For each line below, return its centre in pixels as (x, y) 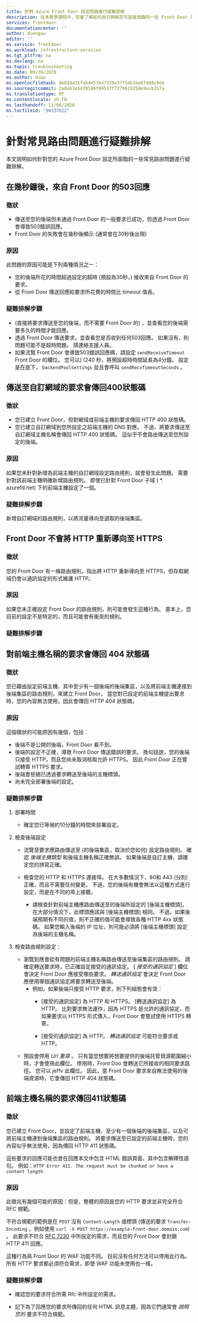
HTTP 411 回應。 (26, 1244)
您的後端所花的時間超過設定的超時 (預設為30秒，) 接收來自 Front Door (98, 277)
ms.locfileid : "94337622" (38, 110)
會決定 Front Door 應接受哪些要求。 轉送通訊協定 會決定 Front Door (105, 974)
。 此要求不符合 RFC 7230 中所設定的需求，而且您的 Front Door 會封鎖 (92, 1236)
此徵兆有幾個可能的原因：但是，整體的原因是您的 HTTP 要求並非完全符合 (95, 1202)
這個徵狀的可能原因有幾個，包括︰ (47, 732)
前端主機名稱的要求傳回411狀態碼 (66, 1099)
